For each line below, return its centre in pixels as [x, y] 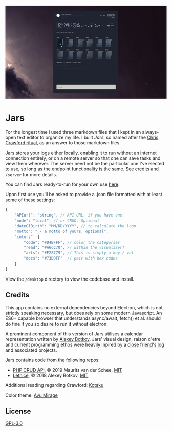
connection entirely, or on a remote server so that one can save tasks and [83, 158]
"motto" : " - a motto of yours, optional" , [62, 231]
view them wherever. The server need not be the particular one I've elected [85, 164]
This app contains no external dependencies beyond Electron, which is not [84, 307]
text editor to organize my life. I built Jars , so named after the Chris [88, 137]
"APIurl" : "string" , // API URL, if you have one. [70, 216]
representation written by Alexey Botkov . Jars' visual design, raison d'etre [83, 339]
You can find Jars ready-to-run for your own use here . [62, 184]
